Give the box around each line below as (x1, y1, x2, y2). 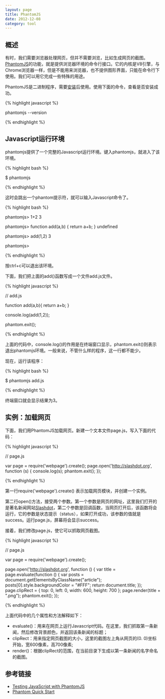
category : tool (5, 21, 37, 26)
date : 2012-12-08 (5, 16, 41, 21)
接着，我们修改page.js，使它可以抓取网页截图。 (5, 527, 103, 533)
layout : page (5, 7, 32, 12)
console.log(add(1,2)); (5, 312, 50, 318)
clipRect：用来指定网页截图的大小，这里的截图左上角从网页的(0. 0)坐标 (12, 635, 157, 641)
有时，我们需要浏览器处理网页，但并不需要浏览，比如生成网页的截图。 (5, 55, 148, 61)
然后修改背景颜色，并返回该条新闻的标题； (21, 629, 108, 635)
